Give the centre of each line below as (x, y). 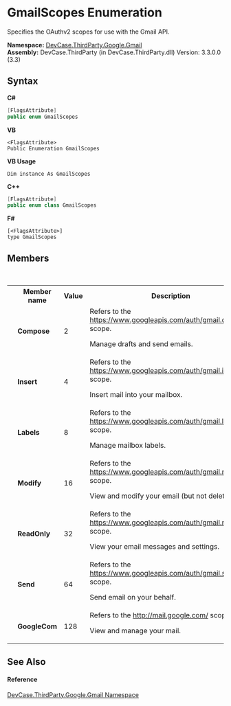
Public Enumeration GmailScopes (53, 148)
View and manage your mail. (135, 631)
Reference (22, 680)
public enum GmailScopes (43, 117)
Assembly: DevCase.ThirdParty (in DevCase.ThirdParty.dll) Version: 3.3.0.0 (114, 52)
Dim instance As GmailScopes (49, 174)
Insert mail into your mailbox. (136, 395)
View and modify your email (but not (148, 496)
